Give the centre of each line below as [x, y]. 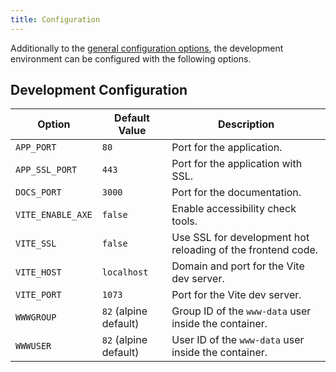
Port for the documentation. [236, 193]
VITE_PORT [38, 295]
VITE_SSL [36, 244]
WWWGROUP [36, 317]
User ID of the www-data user [238, 340]
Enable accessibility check [234, 209]
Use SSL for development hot [240, 238]
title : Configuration [55, 19]
